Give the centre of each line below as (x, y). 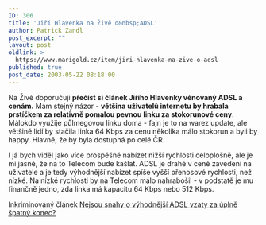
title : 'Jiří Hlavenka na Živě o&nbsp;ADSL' (83, 23)
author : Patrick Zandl (46, 30)
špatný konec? (32, 212)
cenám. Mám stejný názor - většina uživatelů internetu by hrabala (118, 106)
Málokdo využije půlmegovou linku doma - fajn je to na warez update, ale (128, 122)
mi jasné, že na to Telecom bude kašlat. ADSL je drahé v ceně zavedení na (130, 163)
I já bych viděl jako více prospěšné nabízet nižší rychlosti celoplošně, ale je (131, 155)
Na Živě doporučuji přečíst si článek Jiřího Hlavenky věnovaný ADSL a (125, 97)
